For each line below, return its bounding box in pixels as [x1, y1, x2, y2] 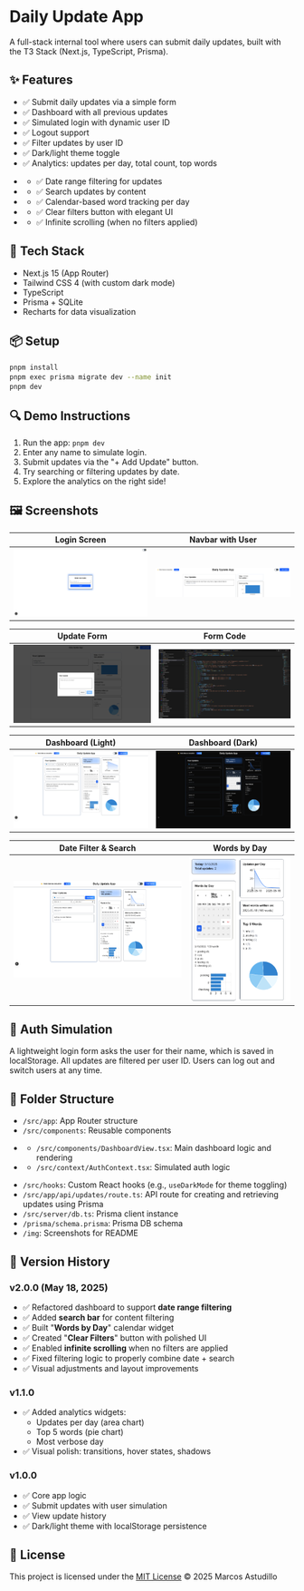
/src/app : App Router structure [22, 1116, 138, 1127]
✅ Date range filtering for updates [35, 175, 163, 187]
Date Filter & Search [59, 842, 137, 854]
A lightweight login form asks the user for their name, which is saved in [9, 1046, 274, 1057]
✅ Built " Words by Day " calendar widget [22, 1322, 175, 1332]
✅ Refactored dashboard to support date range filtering [22, 1302, 233, 1313]
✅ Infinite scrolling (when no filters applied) [35, 216, 198, 228]
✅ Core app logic [22, 1489, 88, 1500]
